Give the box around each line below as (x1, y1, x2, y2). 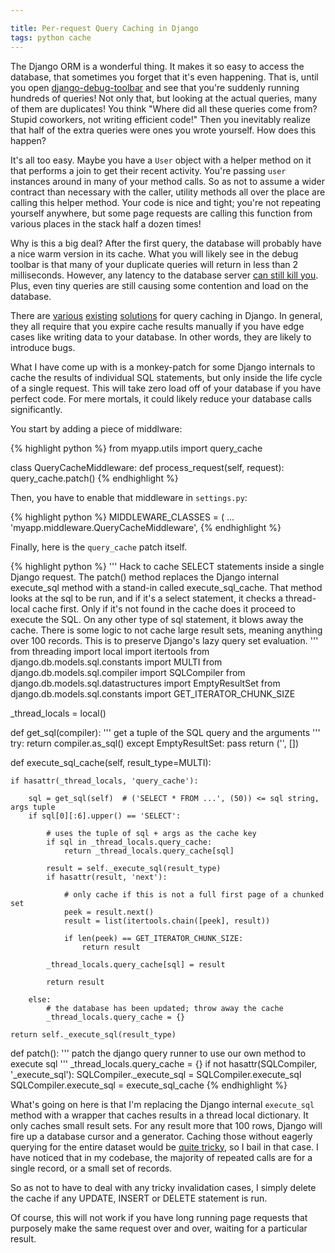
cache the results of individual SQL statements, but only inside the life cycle (10, 371, 323, 383)
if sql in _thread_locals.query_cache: (46, 837, 213, 847)
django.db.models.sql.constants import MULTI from (10, 656, 223, 668)
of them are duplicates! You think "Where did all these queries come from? (10, 102, 318, 115)
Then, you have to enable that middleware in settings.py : (10, 491, 248, 503)
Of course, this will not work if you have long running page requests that (10, 1211, 308, 1223)
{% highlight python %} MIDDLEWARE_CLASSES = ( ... (10, 511, 235, 523)
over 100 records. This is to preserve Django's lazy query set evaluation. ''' (10, 634, 319, 646)
